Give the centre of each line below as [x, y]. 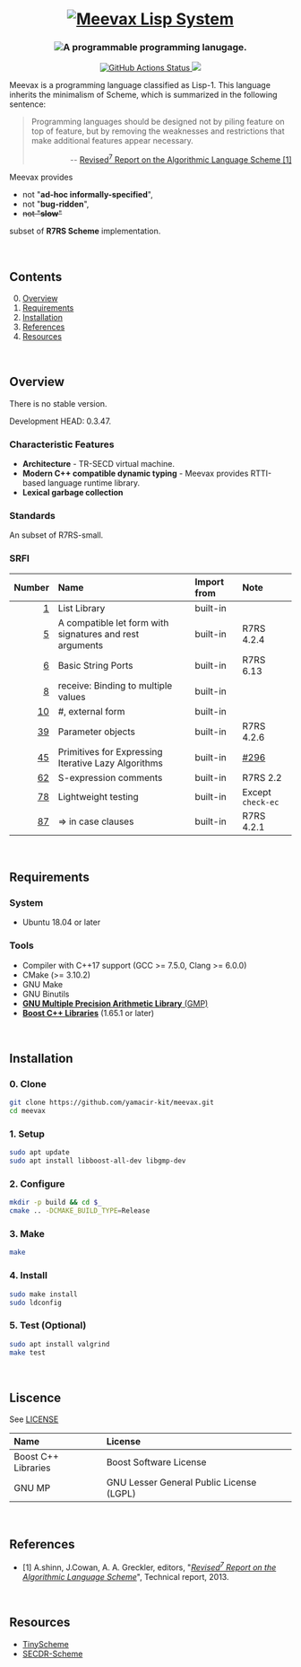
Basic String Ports [95, 665]
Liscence [35, 1397]
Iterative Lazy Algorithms [110, 763]
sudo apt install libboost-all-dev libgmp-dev [98, 1161]
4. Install [28, 1276]
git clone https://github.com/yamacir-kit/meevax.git [112, 1103]
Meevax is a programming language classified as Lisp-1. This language [140, 85]
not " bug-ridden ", [56, 204]
